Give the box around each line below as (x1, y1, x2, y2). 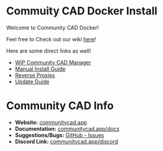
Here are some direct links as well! (6, 47, 91, 55)
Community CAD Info (6, 99, 114, 113)
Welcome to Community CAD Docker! (6, 24, 99, 31)
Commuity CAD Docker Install (6, 4, 158, 18)
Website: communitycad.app (14, 119, 87, 126)
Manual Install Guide (14, 65, 66, 73)
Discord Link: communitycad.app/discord (14, 138, 119, 145)
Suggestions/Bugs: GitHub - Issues (14, 131, 104, 138)
